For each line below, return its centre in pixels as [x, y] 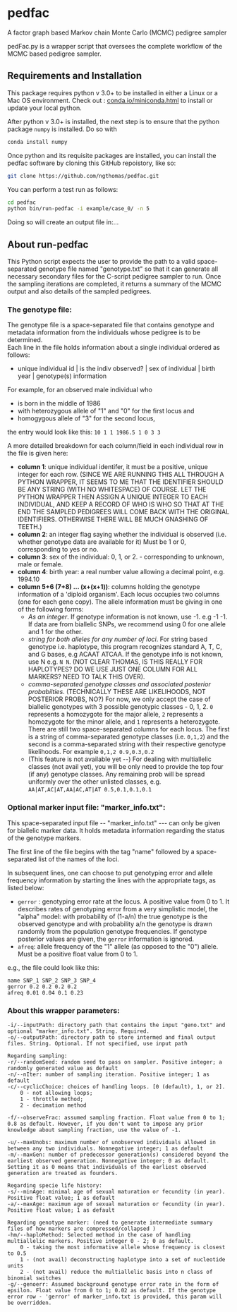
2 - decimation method [53, 1105]
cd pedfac [22, 202]
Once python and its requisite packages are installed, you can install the [112, 155]
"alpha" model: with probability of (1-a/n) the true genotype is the [113, 916]
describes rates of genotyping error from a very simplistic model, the [118, 909]
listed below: [26, 887]
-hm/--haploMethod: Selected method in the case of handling [99, 1235]
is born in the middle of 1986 [59, 403]
